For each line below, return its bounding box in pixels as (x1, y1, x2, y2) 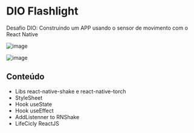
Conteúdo (6, 71, 45, 82)
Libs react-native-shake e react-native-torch (15, 88, 126, 95)
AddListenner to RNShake (15, 113, 80, 120)
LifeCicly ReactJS (15, 120, 59, 127)
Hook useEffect (15, 107, 54, 114)
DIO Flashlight (6, 4, 79, 18)
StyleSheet (15, 94, 43, 101)
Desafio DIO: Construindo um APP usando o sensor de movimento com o (6, 24, 189, 31)
